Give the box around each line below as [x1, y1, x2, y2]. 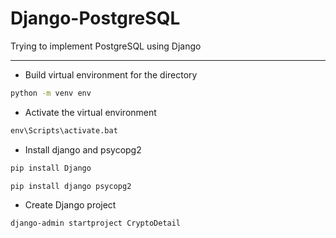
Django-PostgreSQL [10, 7, 181, 30]
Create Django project [24, 199, 117, 211]
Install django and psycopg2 [24, 143, 142, 156]
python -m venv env [10, 88, 92, 98]
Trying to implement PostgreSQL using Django [10, 40, 202, 52]
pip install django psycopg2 [10, 181, 132, 191]
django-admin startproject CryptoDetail [10, 218, 182, 229]
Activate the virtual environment [24, 106, 157, 118]
